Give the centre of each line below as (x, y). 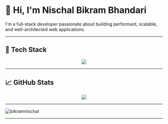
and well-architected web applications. (45, 29)
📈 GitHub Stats (29, 83)
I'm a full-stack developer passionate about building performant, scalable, (81, 24)
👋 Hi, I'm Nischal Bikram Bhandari (76, 10)
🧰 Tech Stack (26, 50)
